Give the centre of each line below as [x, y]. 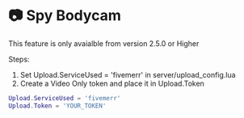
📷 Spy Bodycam [65, 16]
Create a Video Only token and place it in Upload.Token [112, 83]
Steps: [19, 59]
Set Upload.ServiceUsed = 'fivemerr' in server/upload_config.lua [128, 74]
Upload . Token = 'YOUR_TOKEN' [57, 106]
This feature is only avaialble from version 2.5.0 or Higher [104, 43]
